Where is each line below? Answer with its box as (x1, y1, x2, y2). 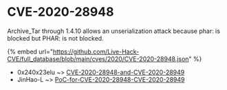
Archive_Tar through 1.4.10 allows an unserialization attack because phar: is (7, 27, 220, 35)
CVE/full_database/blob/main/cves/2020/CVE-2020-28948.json (7, 54, 189, 63)
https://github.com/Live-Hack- (52, 47, 140, 56)
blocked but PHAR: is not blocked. (7, 34, 105, 42)
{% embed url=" (7, 47, 54, 56)
